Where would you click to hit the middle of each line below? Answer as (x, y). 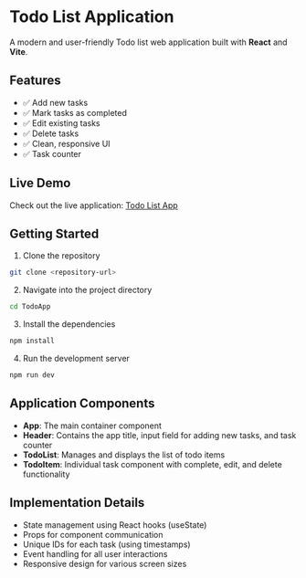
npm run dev (32, 375)
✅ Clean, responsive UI (67, 143)
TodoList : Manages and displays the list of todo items (124, 455)
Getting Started (54, 233)
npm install (32, 341)
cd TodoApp (30, 307)
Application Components (82, 404)
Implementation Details (77, 503)
